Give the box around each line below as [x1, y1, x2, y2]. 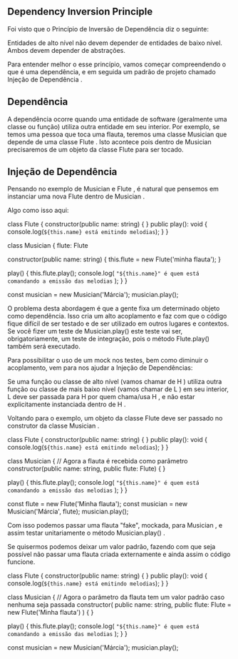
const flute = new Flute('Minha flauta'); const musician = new [7, 500, 187, 508]
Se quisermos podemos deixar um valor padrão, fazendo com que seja [7, 543, 216, 551]
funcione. [7, 558, 36, 566]
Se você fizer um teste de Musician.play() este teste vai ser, [7, 327, 183, 336]
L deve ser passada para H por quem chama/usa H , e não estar [7, 393, 195, 401]
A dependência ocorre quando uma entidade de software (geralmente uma [7, 114, 227, 124]
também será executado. [7, 342, 81, 351]
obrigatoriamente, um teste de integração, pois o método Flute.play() [7, 335, 210, 343]
